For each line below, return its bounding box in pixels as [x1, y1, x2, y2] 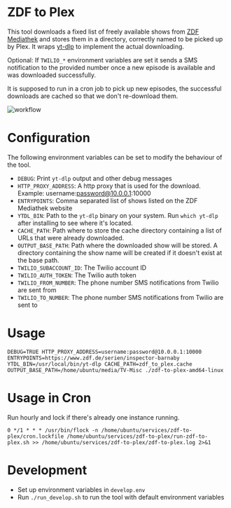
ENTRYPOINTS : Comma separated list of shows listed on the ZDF [17, 196, 198, 205]
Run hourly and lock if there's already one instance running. [7, 413, 180, 421]
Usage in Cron [7, 390, 92, 406]
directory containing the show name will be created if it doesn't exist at [17, 248, 223, 256]
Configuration [7, 130, 91, 146]
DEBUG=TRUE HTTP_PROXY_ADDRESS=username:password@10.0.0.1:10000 [7, 348, 202, 355]
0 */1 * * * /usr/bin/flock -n [7, 427, 99, 434]
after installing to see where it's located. [17, 219, 133, 227]
